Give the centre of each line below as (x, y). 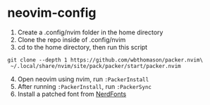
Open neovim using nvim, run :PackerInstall (83, 79)
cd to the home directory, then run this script (82, 47)
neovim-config (52, 13)
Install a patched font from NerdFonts (72, 94)
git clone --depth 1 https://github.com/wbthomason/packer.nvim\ (105, 60)
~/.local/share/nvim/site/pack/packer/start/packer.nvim (95, 66)
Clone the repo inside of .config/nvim (72, 39)
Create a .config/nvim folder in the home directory (90, 32)
